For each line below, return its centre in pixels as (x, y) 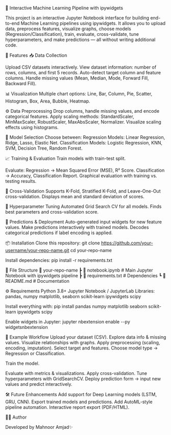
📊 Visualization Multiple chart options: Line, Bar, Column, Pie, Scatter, (79, 94)
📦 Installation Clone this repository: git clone (53, 243)
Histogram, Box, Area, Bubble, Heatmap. (48, 101)
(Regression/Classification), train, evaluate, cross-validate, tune (72, 34)
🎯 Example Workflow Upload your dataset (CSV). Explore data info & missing (86, 337)
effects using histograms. (32, 127)
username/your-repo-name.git (38, 250)
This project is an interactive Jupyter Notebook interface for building (77, 18)
